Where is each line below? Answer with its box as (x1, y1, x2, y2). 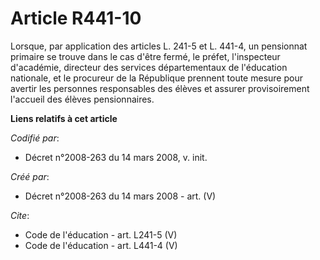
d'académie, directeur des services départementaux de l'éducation (10, 61, 288, 73)
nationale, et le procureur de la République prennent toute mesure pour (10, 72, 303, 84)
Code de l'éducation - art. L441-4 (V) (24, 239, 178, 251)
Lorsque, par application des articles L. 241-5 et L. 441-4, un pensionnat (10, 40, 308, 52)
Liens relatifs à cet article (10, 112, 118, 124)
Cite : (10, 209, 30, 221)
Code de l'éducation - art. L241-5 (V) (24, 228, 178, 241)
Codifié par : (10, 132, 60, 144)
